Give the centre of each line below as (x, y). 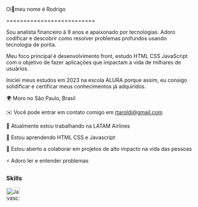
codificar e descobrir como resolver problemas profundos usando (87, 38)
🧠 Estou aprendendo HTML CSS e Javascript (61, 137)
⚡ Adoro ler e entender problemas (47, 161)
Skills (14, 178)
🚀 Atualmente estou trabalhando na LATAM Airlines (68, 126)
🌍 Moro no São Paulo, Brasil (41, 98)
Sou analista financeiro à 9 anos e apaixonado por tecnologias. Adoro (91, 32)
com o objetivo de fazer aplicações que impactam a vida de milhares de (94, 62)
